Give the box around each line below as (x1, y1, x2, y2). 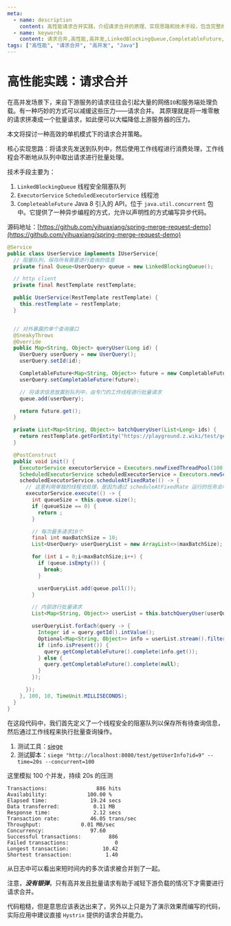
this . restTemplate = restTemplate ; (19, 301, 122, 308)
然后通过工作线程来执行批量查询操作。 (7, 727, 115, 735)
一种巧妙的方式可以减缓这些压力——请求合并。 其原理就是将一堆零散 (25, 106, 220, 114)
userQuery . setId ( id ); (19, 357, 81, 365)
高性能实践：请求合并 (7, 74, 129, 90)
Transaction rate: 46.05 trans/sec (7, 815, 137, 822)
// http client (13, 275, 57, 282)
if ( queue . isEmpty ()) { (37, 560, 107, 567)
